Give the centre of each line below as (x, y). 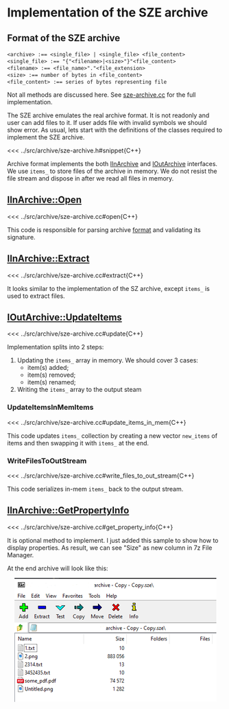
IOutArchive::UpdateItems (64, 317)
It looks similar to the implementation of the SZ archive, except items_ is (109, 288)
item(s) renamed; (51, 382)
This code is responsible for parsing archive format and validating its (104, 230)
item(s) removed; (51, 375)
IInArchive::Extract (48, 259)
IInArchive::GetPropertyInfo (68, 510)
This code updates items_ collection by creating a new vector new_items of (112, 435)
